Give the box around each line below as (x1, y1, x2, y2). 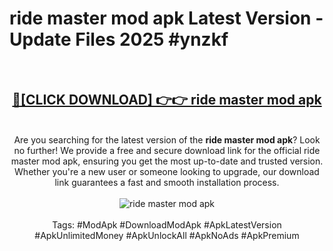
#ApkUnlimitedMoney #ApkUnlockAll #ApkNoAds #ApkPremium (34, 229, 300, 241)
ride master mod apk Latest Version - (9, 7, 324, 30)
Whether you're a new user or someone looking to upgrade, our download (14, 165, 320, 177)
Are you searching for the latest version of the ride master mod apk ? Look (13, 133, 321, 146)
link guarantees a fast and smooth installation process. (54, 176, 280, 188)
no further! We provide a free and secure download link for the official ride (13, 144, 321, 156)
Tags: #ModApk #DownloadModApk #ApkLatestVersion (52, 218, 282, 231)
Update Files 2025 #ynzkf (9, 28, 229, 51)
